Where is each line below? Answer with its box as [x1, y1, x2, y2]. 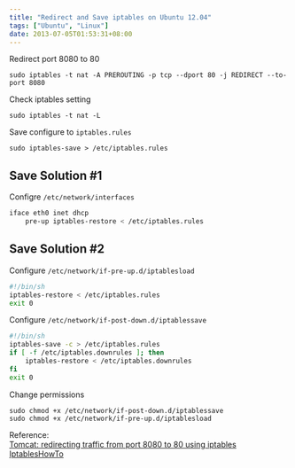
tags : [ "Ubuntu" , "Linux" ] [9, 21, 109, 30]
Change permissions [9, 389, 85, 400]
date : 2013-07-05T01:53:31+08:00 [9, 29, 133, 38]
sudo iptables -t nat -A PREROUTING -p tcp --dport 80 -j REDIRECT [9, 71, 264, 80]
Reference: [9, 429, 50, 440]
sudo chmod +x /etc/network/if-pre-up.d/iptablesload [9, 414, 213, 423]
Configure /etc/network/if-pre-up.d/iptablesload [9, 265, 195, 276]
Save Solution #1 [9, 168, 103, 183]
